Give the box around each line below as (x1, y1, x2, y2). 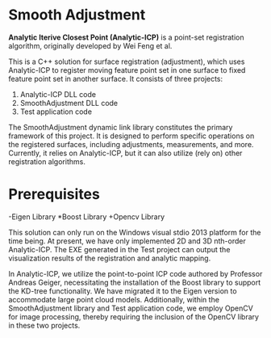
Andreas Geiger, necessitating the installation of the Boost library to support (8, 277, 261, 287)
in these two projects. (8, 320, 81, 330)
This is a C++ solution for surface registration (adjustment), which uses (8, 57, 245, 66)
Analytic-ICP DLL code (19, 89, 97, 99)
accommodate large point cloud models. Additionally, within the (8, 294, 220, 304)
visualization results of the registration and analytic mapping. (8, 253, 211, 263)
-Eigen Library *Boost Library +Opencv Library (8, 212, 165, 222)
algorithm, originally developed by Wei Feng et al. (8, 40, 173, 50)
